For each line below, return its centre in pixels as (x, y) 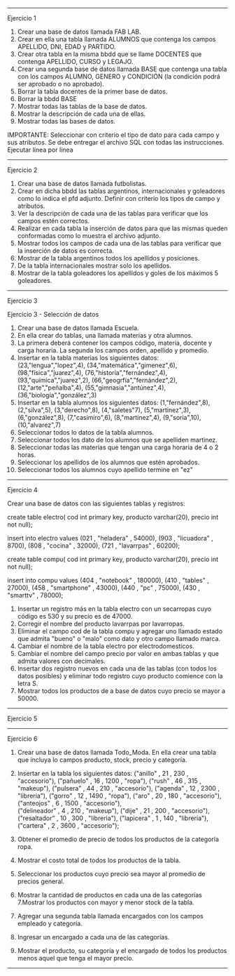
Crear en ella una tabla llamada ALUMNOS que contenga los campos (116, 39)
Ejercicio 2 (22, 170)
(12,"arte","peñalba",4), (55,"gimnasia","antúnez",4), (92, 388)
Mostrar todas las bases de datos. (66, 121)
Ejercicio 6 (22, 739)
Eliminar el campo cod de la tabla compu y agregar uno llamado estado (120, 631)
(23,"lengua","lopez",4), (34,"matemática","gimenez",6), (97, 365)
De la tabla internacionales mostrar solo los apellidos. (94, 265)
